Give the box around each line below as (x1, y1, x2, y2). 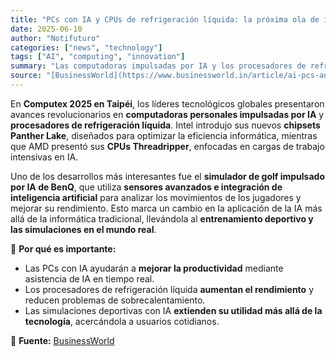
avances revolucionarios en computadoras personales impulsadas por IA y (10, 108, 325, 120)
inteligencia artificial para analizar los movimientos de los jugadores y (10, 191, 302, 203)
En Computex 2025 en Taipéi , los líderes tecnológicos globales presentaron (10, 97, 325, 110)
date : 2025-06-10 (10, 24, 83, 34)
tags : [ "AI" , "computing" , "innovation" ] (10, 52, 186, 62)
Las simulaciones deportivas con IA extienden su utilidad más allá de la (24, 304, 323, 316)
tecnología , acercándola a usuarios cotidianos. (24, 315, 220, 327)
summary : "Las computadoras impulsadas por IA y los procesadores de (10, 61, 307, 71)
